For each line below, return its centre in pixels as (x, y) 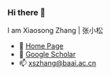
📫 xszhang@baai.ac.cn (57, 63)
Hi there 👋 (27, 12)
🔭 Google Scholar (47, 55)
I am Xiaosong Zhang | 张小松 (55, 30)
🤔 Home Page (41, 46)
